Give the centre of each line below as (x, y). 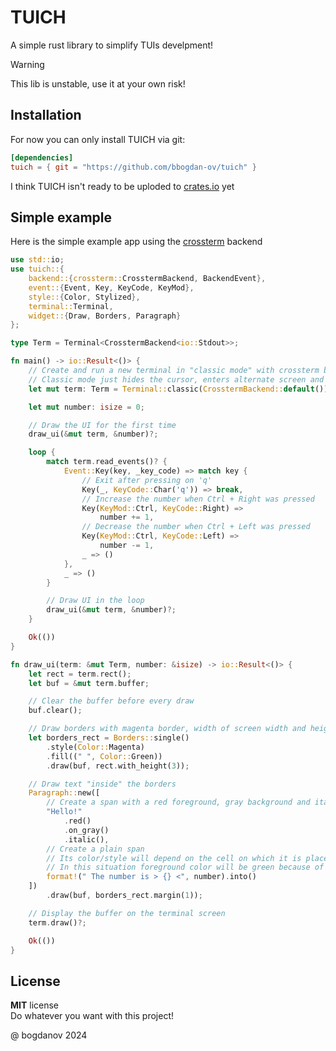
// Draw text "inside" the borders (102, 784)
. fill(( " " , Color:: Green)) (104, 756)
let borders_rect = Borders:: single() (109, 738)
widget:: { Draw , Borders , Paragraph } (105, 316)
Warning (27, 64)
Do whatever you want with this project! (92, 1016)
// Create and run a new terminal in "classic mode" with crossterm (174, 371)
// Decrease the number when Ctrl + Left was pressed (196, 527)
